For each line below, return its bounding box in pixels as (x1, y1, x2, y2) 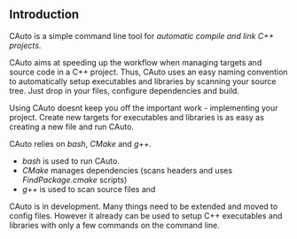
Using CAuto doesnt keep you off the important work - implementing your (9, 102, 278, 113)
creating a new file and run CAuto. (9, 121, 135, 132)
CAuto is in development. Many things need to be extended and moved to (9, 201, 278, 212)
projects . (9, 40, 42, 50)
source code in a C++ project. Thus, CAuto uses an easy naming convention (9, 66, 288, 77)
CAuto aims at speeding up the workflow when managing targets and (9, 57, 262, 67)
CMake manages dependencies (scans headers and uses (21, 165, 233, 175)
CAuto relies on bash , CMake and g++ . (9, 138, 152, 149)
